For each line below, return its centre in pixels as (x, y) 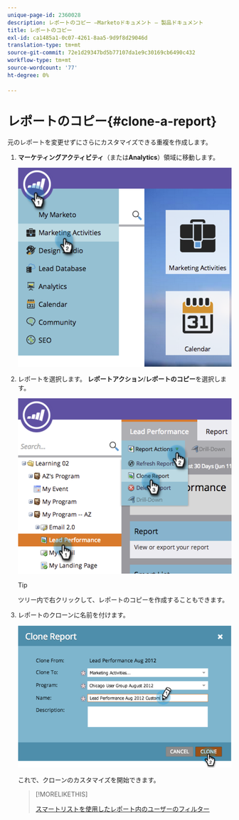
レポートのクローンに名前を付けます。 (73, 614)
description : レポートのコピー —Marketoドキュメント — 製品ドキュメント (106, 22)
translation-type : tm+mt (44, 45)
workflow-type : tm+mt (39, 61)
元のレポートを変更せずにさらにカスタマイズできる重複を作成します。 (110, 142)
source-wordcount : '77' (43, 68)
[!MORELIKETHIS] (62, 794)
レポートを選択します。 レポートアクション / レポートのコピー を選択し (119, 379)
